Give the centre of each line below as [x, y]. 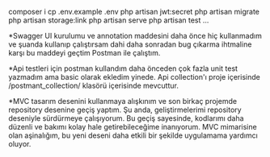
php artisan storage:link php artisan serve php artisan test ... [109, 20]
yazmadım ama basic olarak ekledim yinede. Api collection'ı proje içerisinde [134, 77]
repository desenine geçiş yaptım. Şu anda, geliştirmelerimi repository [125, 109]
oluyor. [20, 144]
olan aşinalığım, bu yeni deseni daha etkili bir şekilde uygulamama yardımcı [133, 135]
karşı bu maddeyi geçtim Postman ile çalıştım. [84, 53]
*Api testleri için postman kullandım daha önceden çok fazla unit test [123, 68]
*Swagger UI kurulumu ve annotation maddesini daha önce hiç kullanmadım [135, 36]
